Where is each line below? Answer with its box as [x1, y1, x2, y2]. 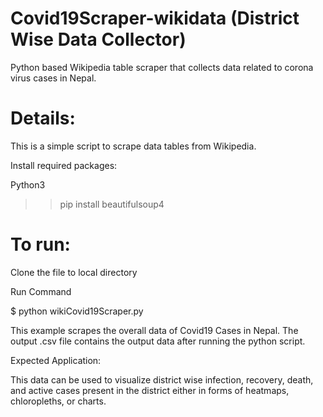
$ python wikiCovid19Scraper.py [10, 305, 144, 317]
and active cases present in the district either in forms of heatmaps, [10, 384, 290, 396]
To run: [10, 233, 71, 256]
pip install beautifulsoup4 [59, 198, 165, 210]
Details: [10, 107, 76, 130]
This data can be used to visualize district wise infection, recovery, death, [10, 373, 314, 386]
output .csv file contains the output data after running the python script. [10, 335, 306, 347]
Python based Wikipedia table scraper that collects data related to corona [10, 61, 314, 73]
